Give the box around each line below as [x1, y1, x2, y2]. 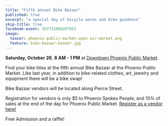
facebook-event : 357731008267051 [5, 27, 77, 32]
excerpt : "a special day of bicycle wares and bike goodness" [5, 17, 140, 22]
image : [5, 31, 19, 36]
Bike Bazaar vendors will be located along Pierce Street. [5, 85, 124, 91]
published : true [5, 12, 40, 17]
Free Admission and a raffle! [5, 116, 65, 122]
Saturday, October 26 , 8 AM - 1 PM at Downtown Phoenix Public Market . [5, 55, 159, 61]
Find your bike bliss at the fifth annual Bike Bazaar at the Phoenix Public [5, 64, 156, 70]
